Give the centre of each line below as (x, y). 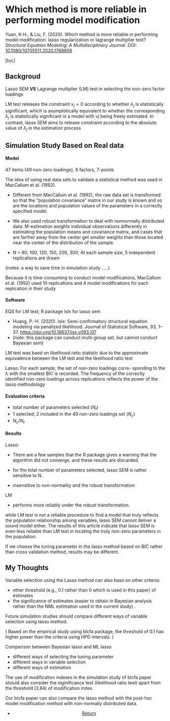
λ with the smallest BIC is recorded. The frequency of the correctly (75, 373)
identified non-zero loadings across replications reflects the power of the (82, 379)
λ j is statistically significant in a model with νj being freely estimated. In (79, 117)
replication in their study (31, 288)
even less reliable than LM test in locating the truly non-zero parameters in (83, 531)
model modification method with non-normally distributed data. (72, 703)
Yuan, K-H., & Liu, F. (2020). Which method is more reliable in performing (82, 34)
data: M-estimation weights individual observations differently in (80, 226)
